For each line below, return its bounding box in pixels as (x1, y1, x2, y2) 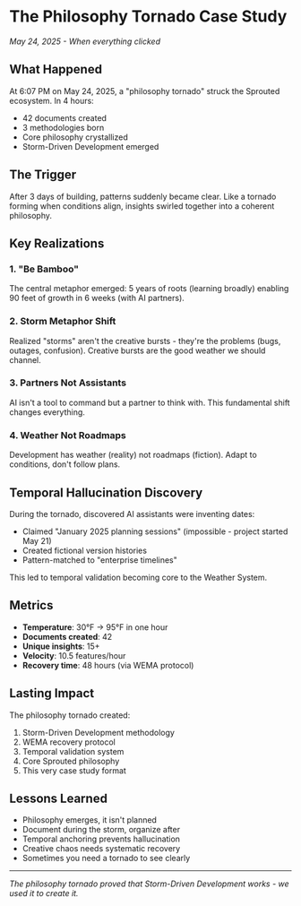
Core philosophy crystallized (21, 132, 128, 142)
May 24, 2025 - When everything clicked (9, 36, 161, 47)
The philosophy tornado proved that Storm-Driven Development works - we (9, 878, 289, 889)
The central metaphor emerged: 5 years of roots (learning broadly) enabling (9, 283, 289, 294)
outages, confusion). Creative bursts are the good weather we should (9, 345, 266, 356)
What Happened (9, 62, 103, 77)
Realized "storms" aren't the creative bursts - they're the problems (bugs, (9, 335, 281, 346)
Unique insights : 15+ (21, 641, 100, 651)
